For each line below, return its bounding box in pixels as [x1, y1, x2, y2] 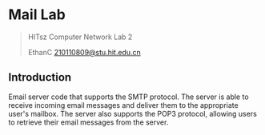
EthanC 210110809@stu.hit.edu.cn [27, 47, 142, 57]
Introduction [8, 70, 72, 85]
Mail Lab [8, 6, 66, 24]
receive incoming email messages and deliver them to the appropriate [8, 100, 239, 109]
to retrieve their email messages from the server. [8, 117, 169, 127]
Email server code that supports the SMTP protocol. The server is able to [8, 92, 250, 101]
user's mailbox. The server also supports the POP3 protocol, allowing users [8, 109, 258, 118]
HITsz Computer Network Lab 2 [27, 32, 133, 42]
